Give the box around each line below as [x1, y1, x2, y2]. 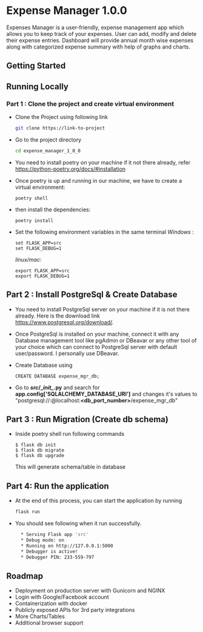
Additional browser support [15, 619, 84, 627]
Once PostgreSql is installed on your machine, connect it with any [15, 330, 179, 338]
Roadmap [6, 571, 44, 581]
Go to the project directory [15, 136, 82, 143]
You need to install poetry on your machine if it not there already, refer [15, 158, 191, 166]
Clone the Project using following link [15, 114, 108, 121]
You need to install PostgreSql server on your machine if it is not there [15, 305, 190, 313]
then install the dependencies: [15, 206, 91, 213]
